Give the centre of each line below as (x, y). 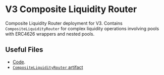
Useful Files (24, 50)
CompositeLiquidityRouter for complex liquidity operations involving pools (82, 28)
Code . (19, 62)
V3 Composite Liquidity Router (71, 9)
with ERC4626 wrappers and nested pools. (50, 34)
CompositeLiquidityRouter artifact (48, 67)
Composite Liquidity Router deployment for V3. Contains (64, 23)
